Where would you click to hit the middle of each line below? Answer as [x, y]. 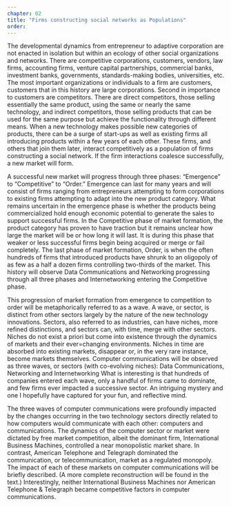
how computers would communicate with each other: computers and [105, 424]
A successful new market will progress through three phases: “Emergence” [114, 177]
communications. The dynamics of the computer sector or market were [109, 431]
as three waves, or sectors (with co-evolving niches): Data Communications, [116, 366]
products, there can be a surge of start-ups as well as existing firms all [108, 134]
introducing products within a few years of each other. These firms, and [109, 142]
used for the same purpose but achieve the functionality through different [112, 119]
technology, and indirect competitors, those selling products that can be [110, 112]
